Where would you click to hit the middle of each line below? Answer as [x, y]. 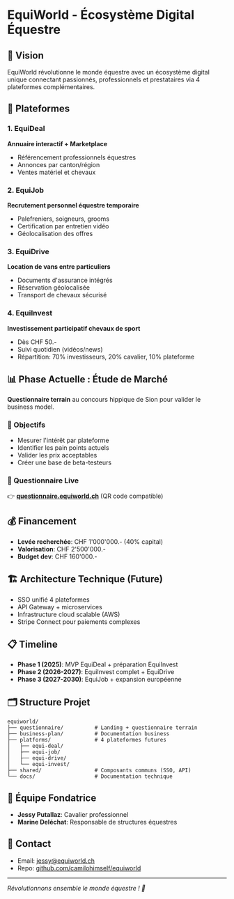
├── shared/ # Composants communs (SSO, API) [99, 771]
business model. [31, 407]
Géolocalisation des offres [55, 233]
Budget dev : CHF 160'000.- [57, 556]
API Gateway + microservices [60, 607]
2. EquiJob [25, 190]
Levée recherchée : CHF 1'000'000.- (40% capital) [90, 541]
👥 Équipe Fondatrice [52, 798]
